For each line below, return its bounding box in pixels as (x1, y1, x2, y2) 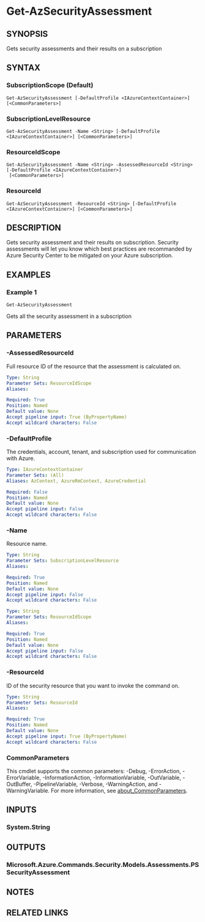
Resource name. (6, 540, 48, 548)
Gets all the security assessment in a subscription (6, 312, 132, 320)
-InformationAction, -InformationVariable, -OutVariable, (42, 774, 182, 781)
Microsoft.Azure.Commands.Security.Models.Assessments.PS (6, 860, 199, 869)
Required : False (6, 489, 48, 495)
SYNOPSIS (6, 29, 48, 39)
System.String (6, 823, 51, 831)
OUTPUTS (6, 842, 46, 852)
